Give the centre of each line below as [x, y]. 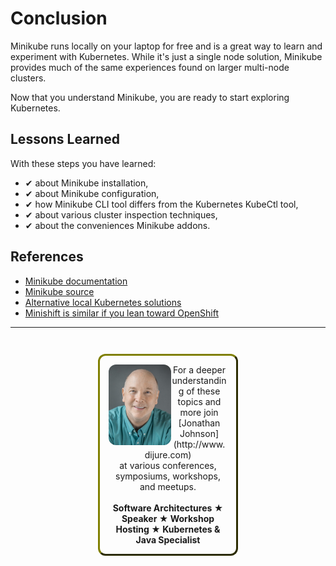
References [47, 257]
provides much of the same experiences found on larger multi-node [150, 67]
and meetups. [168, 486]
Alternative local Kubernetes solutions [103, 302]
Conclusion [59, 18]
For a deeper [199, 369]
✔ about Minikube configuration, [92, 193]
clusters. [28, 78]
